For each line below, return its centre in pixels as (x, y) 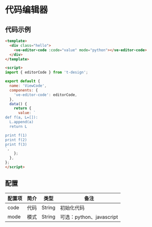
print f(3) (16, 144)
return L (18, 126)
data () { (18, 104)
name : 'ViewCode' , (28, 86)
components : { (24, 90)
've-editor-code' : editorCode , (46, 95)
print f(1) (16, 135)
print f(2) (16, 140)
